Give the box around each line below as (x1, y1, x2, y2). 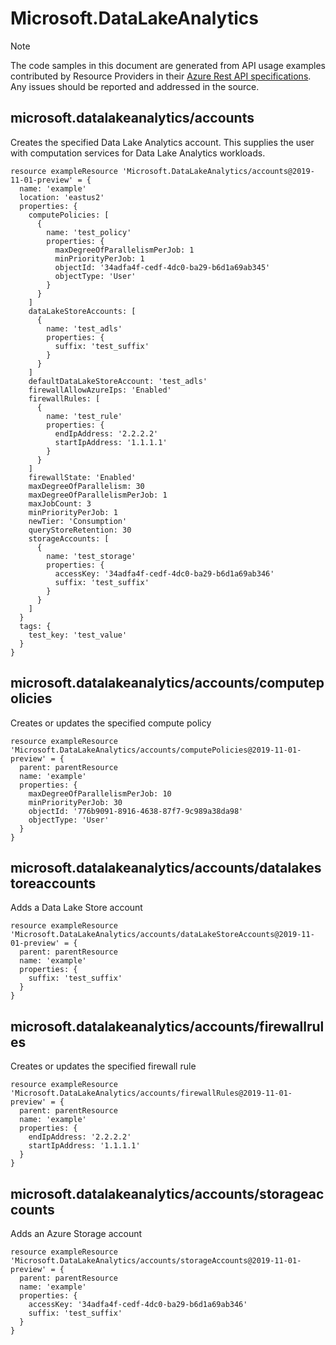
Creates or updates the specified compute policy (10, 717, 212, 729)
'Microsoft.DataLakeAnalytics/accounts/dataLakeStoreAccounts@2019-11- (10, 930, 315, 940)
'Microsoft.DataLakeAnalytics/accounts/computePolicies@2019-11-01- (10, 745, 302, 755)
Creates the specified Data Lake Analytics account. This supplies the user (10, 136, 315, 148)
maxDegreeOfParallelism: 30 (28, 481, 145, 491)
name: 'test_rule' (46, 411, 123, 421)
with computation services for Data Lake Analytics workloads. (10, 147, 266, 159)
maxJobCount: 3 (28, 498, 92, 509)
